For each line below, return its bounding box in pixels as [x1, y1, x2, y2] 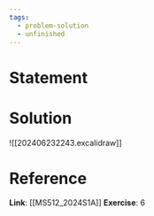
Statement [9, 67, 89, 88]
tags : [9, 12, 29, 22]
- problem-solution [17, 21, 89, 30]
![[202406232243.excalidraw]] [9, 137, 122, 148]
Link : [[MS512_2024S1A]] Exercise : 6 [9, 197, 146, 208]
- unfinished [17, 29, 65, 38]
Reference [9, 168, 87, 189]
